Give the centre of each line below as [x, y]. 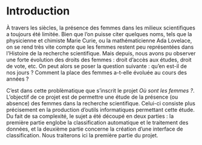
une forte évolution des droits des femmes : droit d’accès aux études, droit [99, 60]
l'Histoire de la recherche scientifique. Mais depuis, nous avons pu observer [101, 53]
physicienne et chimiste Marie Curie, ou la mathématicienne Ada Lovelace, [99, 40]
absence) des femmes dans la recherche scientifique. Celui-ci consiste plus [101, 103]
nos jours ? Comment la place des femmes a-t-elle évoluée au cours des [97, 72]
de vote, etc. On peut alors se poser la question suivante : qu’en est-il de [97, 66]
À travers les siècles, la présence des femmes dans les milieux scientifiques [101, 28]
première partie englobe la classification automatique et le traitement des [97, 122]
